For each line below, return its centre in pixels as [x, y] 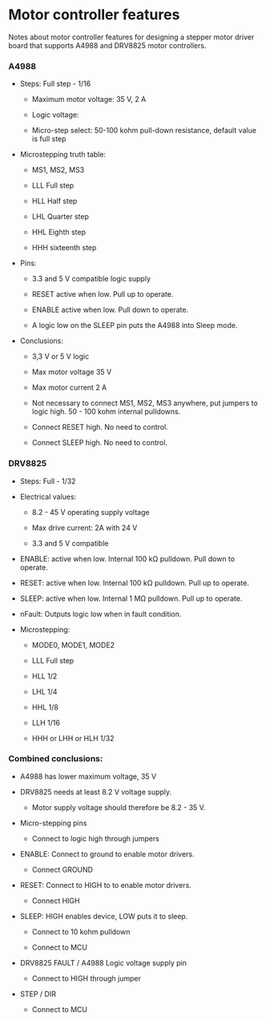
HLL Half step [54, 201]
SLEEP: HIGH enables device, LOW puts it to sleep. [104, 916]
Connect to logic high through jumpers [96, 838]
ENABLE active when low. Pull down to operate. [110, 310]
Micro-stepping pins [53, 823]
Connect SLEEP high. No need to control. [100, 443]
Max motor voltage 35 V [72, 372]
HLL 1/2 [44, 676]
